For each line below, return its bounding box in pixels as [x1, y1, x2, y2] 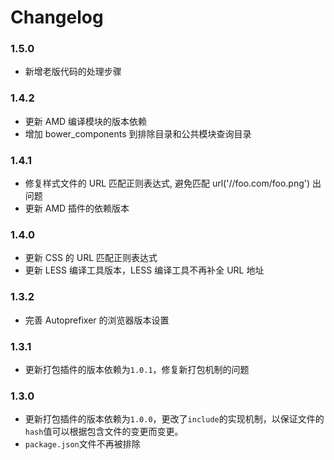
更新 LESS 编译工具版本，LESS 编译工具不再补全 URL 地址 [24, 264, 265, 276]
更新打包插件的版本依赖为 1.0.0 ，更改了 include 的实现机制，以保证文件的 [24, 413, 325, 425]
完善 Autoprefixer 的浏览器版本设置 [24, 314, 170, 326]
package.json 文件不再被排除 [24, 438, 141, 450]
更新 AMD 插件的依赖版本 [24, 202, 130, 215]
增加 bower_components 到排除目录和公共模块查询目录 [24, 127, 252, 140]
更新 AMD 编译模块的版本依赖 [24, 115, 148, 127]
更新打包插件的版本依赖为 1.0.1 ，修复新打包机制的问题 [24, 363, 250, 375]
